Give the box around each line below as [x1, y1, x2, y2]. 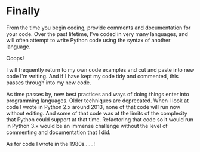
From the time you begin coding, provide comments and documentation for [6, 24, 191, 31]
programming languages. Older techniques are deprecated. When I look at [6, 97, 189, 104]
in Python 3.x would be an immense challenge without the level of [6, 122, 168, 129]
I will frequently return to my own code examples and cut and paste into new [6, 66, 195, 73]
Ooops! [6, 54, 24, 62]
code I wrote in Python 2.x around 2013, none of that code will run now [6, 103, 181, 110]
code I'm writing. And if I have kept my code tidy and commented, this [6, 72, 179, 80]
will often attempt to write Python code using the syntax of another [6, 37, 171, 44]
